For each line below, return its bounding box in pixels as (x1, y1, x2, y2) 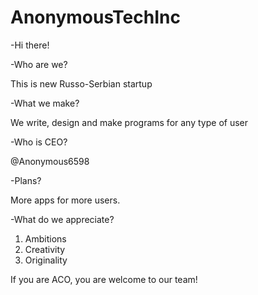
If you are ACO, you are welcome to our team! (10, 273, 198, 285)
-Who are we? (10, 58, 68, 70)
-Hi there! (10, 39, 50, 51)
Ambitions (24, 232, 67, 245)
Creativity (24, 243, 66, 255)
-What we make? (10, 97, 80, 109)
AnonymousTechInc (10, 6, 181, 29)
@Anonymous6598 (10, 155, 90, 167)
